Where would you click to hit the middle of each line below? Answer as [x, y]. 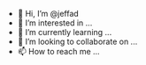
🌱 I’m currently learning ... [65, 32]
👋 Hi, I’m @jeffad [48, 14]
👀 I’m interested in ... [55, 23]
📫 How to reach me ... [58, 51]
